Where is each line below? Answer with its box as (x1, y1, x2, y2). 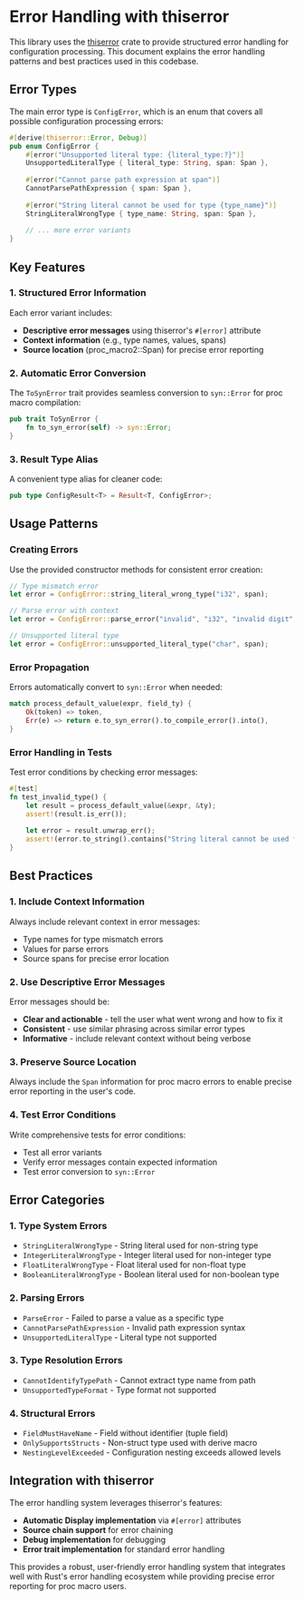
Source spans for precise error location (22, 952, 169, 963)
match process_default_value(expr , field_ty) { (9, 699, 193, 708)
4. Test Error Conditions (9, 1108, 117, 1121)
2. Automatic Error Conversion (9, 366, 147, 379)
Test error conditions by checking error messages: (9, 766, 198, 777)
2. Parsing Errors (9, 1292, 85, 1304)
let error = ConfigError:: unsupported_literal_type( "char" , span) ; (9, 639, 270, 649)
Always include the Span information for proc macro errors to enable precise (9, 1077, 292, 1088)
